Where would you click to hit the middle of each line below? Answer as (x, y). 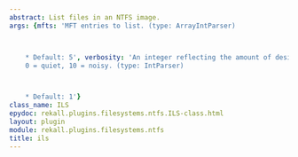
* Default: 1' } (53, 97)
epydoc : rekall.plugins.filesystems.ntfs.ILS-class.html (117, 114)
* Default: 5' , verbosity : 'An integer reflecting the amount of (149, 57)
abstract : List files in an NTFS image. (85, 17)
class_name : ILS (39, 106)
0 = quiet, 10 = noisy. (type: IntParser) (105, 66)
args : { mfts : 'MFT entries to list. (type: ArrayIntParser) (123, 26)
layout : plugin (37, 122)
